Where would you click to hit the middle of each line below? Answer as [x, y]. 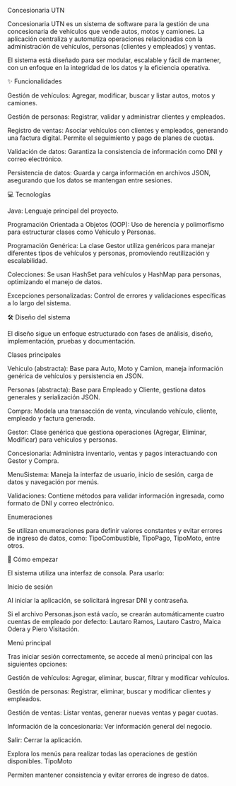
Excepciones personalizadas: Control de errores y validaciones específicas [117, 295]
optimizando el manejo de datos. [55, 282]
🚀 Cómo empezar [33, 559]
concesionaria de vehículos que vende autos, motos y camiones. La [106, 31]
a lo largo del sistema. [39, 303]
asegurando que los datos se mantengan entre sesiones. [90, 180]
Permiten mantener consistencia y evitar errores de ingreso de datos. [108, 775]
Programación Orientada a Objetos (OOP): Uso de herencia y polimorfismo [116, 224]
